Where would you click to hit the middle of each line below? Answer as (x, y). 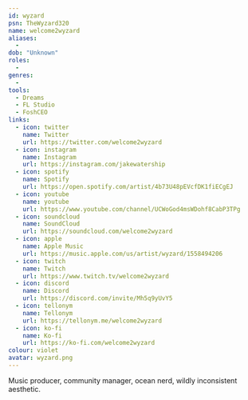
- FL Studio (35, 105)
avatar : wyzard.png (41, 358)
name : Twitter (46, 134)
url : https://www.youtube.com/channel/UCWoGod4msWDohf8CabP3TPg (132, 209)
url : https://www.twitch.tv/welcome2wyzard (96, 276)
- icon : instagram (46, 150)
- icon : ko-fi (39, 328)
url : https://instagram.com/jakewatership (94, 165)
